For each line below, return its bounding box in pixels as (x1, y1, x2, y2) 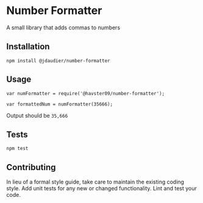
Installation (6, 41, 50, 52)
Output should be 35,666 (6, 112, 68, 119)
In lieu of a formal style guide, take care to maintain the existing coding (6, 178, 185, 186)
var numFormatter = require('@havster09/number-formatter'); (6, 90, 165, 96)
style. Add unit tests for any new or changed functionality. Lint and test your (6, 185, 197, 192)
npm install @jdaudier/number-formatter (6, 57, 111, 64)
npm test (6, 146, 29, 152)
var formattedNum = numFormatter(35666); (6, 101, 113, 107)
